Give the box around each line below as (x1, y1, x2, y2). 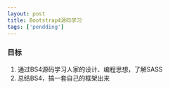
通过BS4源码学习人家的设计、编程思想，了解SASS (17, 64, 163, 74)
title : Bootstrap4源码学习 (7, 17, 82, 24)
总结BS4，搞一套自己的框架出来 (17, 74, 110, 82)
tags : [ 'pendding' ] (7, 23, 65, 30)
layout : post (7, 10, 46, 18)
